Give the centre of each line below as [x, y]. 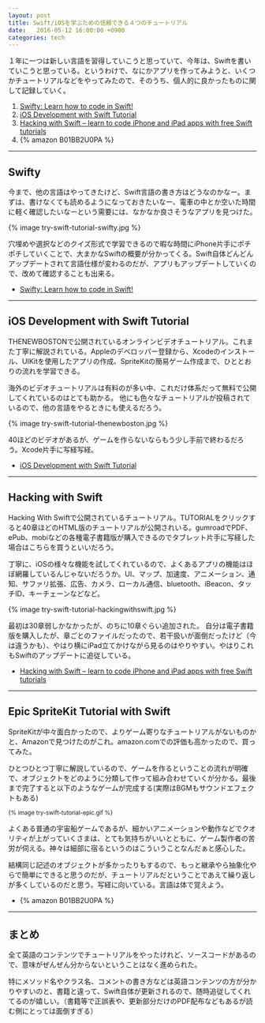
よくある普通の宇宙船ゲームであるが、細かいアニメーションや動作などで [125, 828]
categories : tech [37, 37]
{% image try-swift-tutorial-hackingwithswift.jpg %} [93, 609]
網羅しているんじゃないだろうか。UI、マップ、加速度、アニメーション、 [131, 574]
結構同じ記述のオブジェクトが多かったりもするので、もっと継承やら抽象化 [129, 864]
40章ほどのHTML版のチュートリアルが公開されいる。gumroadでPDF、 [137, 527]
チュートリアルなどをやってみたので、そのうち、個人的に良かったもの [129, 81]
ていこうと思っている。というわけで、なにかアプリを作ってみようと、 [121, 71]
